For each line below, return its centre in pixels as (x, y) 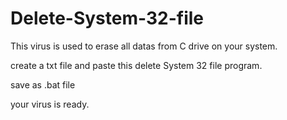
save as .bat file (43, 84)
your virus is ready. (50, 104)
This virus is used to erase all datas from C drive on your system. (144, 46)
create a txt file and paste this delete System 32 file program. (136, 65)
